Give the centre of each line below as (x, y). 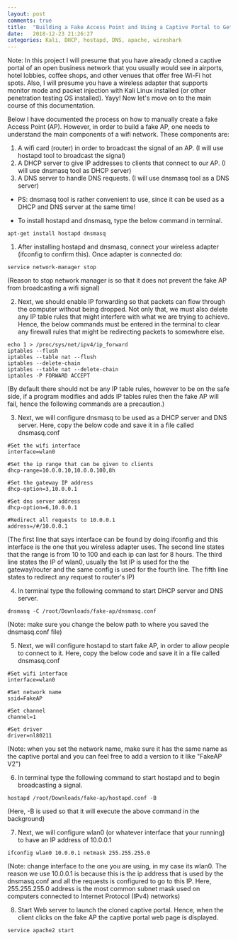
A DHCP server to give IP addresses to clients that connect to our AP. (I (121, 163)
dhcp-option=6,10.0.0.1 (42, 508)
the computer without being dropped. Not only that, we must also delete (123, 310)
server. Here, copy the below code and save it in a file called (106, 425)
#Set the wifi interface (44, 446)
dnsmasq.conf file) (35, 632)
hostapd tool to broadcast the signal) (72, 156)
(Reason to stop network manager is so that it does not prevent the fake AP (117, 281)
